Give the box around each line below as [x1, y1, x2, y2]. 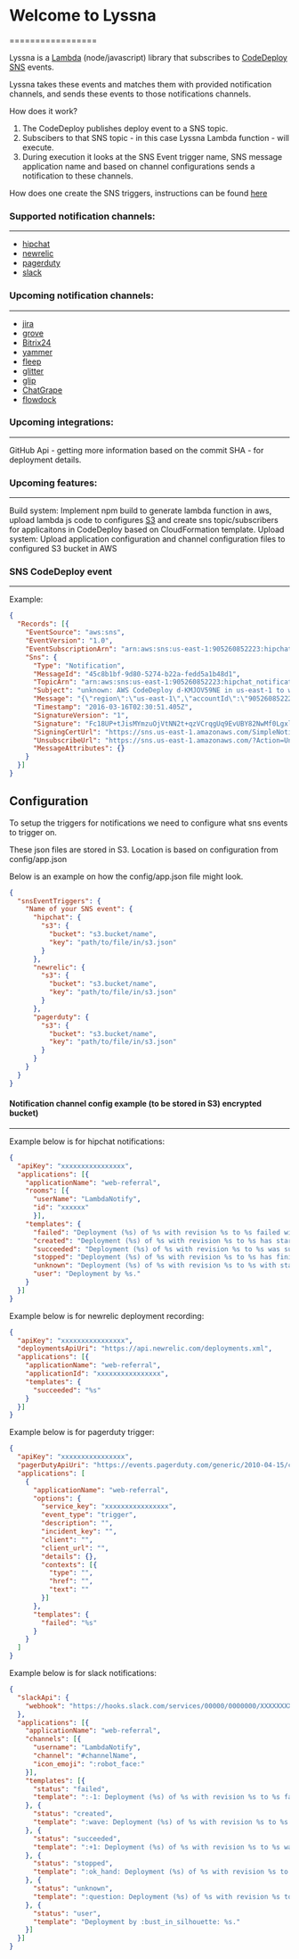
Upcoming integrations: [9, 416, 114, 428]
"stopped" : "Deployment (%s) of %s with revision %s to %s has [32, 1253, 273, 1262]
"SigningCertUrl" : [32, 727, 101, 736]
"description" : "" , [41, 1519, 114, 1528]
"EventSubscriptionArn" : [25, 644, 117, 653]
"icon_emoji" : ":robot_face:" [32, 1759, 145, 1768]
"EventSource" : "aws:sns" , [25, 628, 125, 637]
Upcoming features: [9, 477, 98, 489]
